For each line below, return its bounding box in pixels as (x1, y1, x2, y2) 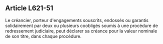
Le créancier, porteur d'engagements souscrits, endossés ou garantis (5, 17, 149, 23)
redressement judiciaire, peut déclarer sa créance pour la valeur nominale (5, 27, 157, 34)
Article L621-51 (5, 4, 53, 12)
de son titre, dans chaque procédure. (5, 33, 81, 39)
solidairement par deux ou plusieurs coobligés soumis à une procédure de (5, 22, 158, 28)
